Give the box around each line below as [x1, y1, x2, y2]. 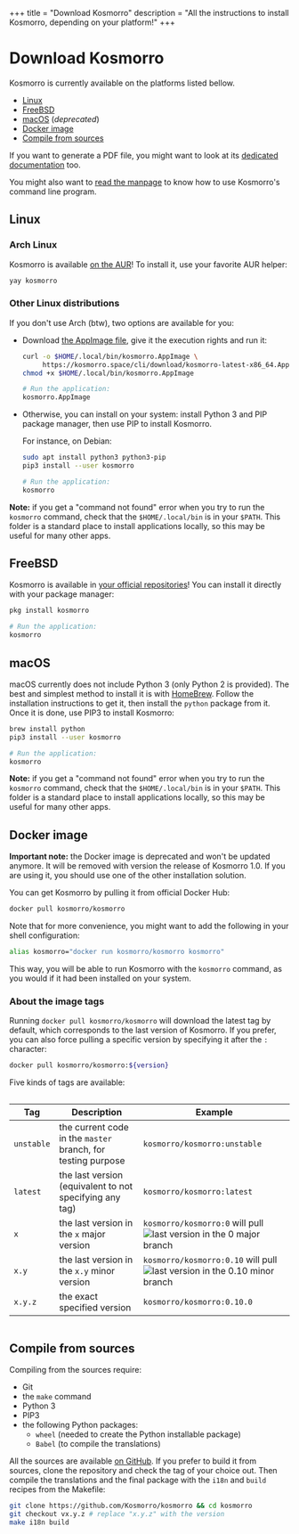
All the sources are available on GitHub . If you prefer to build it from [9, 1456, 256, 1466]
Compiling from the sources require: [9, 1364, 142, 1375]
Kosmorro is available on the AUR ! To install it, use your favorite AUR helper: [9, 258, 287, 270]
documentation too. [9, 159, 82, 170]
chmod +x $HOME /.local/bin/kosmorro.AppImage [21, 369, 194, 378]
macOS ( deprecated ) [21, 113, 100, 124]
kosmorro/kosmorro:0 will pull [142, 1217, 264, 1229]
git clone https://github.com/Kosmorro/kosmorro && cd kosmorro [9, 1501, 253, 1510]
